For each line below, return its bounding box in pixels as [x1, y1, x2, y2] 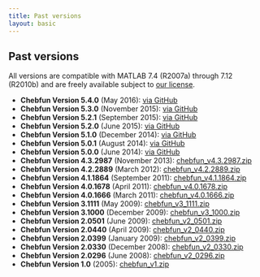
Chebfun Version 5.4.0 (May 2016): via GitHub [19, 95, 178, 106]
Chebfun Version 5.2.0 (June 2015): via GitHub [19, 121, 180, 131]
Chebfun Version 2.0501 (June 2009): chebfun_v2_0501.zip [19, 216, 223, 226]
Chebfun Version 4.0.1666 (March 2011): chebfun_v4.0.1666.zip [19, 190, 235, 200]
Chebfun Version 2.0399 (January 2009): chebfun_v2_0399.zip [19, 233, 236, 244]
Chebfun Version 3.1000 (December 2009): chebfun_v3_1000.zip [19, 208, 240, 218]
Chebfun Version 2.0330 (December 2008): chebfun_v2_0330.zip [19, 242, 244, 252]
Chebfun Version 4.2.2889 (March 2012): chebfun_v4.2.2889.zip [19, 164, 241, 175]
